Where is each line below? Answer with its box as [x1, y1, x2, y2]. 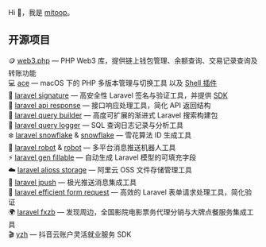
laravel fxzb [17, 206, 56, 217]
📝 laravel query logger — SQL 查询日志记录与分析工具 [8, 120, 184, 129]
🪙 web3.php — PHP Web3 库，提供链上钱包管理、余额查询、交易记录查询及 [8, 56, 258, 65]
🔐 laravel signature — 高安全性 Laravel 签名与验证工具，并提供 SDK [8, 91, 228, 100]
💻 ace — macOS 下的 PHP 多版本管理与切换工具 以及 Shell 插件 [8, 78, 218, 87]
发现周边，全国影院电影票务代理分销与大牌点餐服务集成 [66, 206, 248, 217]
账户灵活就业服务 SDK [59, 230, 132, 239]
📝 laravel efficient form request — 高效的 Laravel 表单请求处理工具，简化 [8, 187, 245, 197]
